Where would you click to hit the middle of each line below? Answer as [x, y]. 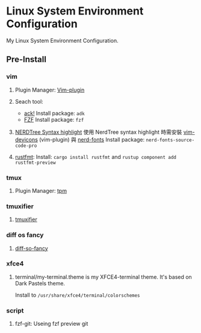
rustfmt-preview [35, 163]
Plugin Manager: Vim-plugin [50, 90]
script [15, 310]
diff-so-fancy [31, 248]
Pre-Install [26, 59]
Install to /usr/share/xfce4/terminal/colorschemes [77, 295]
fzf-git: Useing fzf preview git [51, 324]
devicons [26, 139]
